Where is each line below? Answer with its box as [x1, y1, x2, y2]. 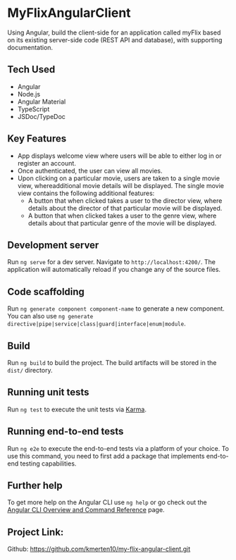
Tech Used [7, 63, 56, 75]
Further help [7, 480, 63, 492]
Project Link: [7, 526, 64, 538]
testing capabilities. [20, 459, 77, 468]
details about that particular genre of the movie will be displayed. [27, 218, 217, 227]
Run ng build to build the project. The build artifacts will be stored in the [7, 359, 217, 367]
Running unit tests [7, 386, 89, 399]
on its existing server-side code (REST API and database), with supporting [7, 35, 223, 44]
